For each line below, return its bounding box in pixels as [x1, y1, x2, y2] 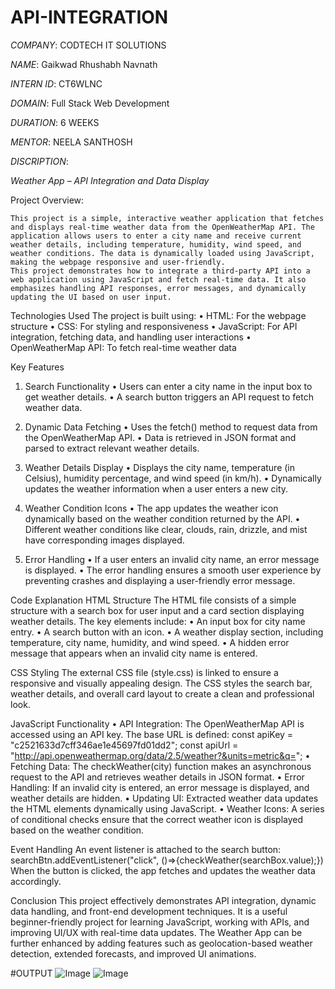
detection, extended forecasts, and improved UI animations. [10, 947, 257, 960]
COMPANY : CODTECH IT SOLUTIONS [10, 39, 167, 51]
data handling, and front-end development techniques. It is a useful [10, 905, 288, 917]
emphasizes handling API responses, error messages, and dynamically [10, 283, 307, 293]
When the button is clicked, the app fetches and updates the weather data [10, 864, 316, 876]
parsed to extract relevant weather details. [24, 442, 200, 454]
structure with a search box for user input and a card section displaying [10, 604, 305, 616]
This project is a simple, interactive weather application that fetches [10, 213, 325, 223]
